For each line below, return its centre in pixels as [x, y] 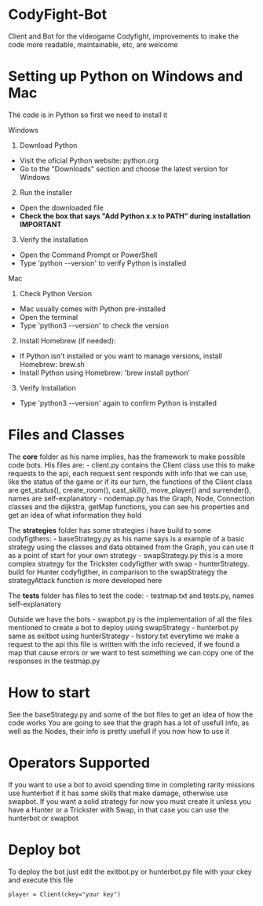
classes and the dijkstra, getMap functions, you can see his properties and [129, 506]
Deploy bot [44, 849]
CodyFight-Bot [58, 15]
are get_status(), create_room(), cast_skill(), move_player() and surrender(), [130, 490]
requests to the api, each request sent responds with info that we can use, [128, 473]
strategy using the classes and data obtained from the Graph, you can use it [131, 547]
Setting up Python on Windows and [126, 77]
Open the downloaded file [61, 207]
